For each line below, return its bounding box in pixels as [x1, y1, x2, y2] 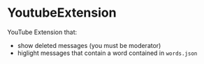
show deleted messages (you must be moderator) [17, 41, 161, 49]
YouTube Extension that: [7, 28, 78, 36]
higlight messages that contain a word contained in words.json [17, 49, 198, 57]
